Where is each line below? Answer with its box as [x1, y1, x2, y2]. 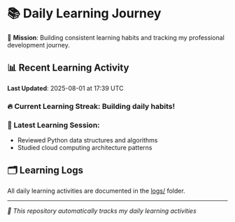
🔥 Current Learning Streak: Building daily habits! [7, 101, 176, 111]
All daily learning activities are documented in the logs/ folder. [7, 186, 185, 195]
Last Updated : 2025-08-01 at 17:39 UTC [7, 84, 124, 92]
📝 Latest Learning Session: [7, 120, 100, 130]
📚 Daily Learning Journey [7, 6, 162, 22]
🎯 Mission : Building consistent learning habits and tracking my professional [7, 33, 225, 42]
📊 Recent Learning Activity [7, 62, 129, 74]
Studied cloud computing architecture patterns [17, 143, 152, 151]
